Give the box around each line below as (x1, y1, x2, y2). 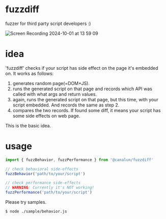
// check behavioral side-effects (5, 167, 79, 172)
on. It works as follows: (5, 70, 54, 76)
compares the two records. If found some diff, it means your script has (12, 107, 161, 113)
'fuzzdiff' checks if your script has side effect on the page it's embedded (5, 65, 159, 71)
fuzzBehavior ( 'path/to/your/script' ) (5, 171, 86, 176)
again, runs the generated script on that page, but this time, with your (12, 96, 159, 102)
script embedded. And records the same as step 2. (12, 102, 120, 108)
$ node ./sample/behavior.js (5, 209, 67, 214)
